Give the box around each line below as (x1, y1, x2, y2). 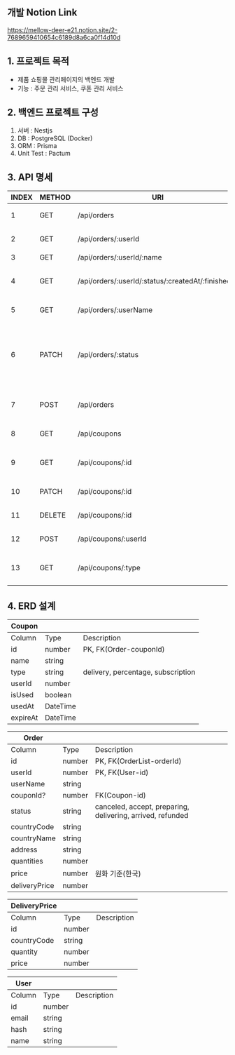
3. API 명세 (7, 171, 53, 183)
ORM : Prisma (17, 142, 57, 150)
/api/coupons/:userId (77, 534, 147, 544)
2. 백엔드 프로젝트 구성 (7, 107, 99, 119)
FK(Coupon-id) (94, 791, 147, 800)
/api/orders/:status (77, 350, 138, 360)
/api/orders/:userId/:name (77, 253, 162, 262)
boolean (44, 690, 72, 700)
